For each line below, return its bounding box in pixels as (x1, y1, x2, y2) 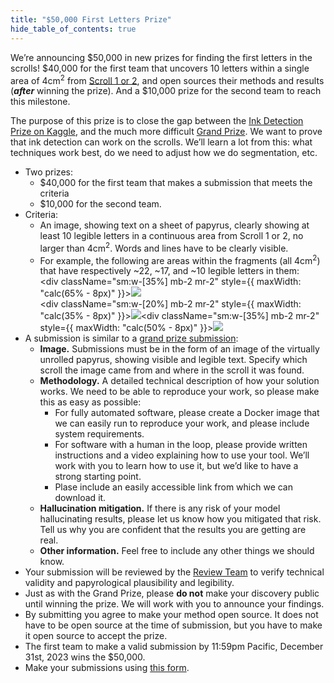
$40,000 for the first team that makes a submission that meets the (39, 177, 313, 189)
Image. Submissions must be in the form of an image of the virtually (39, 343, 320, 355)
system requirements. (54, 428, 145, 440)
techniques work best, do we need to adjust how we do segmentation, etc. (10, 147, 318, 159)
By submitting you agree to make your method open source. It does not (24, 609, 319, 621)
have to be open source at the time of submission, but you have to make (24, 619, 323, 631)
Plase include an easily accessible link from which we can (54, 481, 294, 493)
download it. (54, 492, 107, 504)
